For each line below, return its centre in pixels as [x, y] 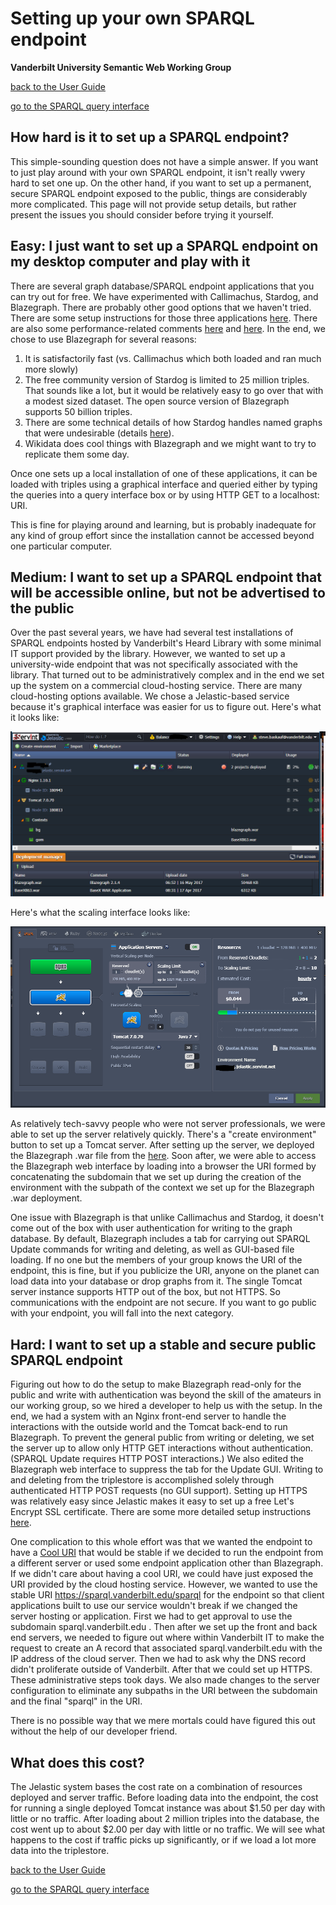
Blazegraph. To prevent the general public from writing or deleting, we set [162, 1438]
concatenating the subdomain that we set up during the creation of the [156, 1177]
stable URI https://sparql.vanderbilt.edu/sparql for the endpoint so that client [167, 1595]
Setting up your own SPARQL [132, 18]
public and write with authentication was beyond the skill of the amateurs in [166, 1395]
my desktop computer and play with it [130, 262]
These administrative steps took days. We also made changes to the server [165, 1680]
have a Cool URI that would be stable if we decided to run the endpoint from [167, 1553]
